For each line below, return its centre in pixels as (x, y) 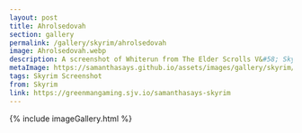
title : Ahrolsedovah (48, 26)
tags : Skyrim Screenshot (56, 76)
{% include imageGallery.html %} (71, 119)
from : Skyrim (34, 84)
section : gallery (42, 34)
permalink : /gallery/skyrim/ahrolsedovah (88, 43)
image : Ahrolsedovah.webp (58, 51)
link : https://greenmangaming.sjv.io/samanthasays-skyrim (120, 93)
